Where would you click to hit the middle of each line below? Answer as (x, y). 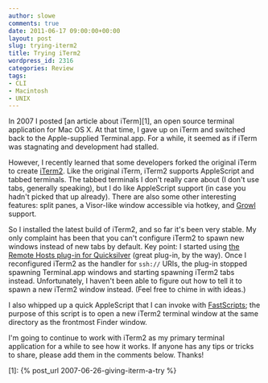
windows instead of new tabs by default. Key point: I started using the (124, 247)
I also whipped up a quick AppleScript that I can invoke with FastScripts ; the (134, 305)
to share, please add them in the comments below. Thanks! (106, 355)
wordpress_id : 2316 (41, 61)
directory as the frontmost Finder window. (78, 323)
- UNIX (19, 98)
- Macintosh (28, 91)
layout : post (30, 38)
